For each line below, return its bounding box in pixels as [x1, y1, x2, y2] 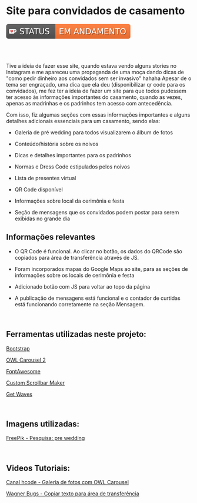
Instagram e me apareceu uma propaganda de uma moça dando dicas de [6, 68, 184, 75]
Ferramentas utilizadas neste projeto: [6, 329, 147, 339]
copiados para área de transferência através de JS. [14, 254, 139, 261]
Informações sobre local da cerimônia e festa [14, 197, 125, 204]
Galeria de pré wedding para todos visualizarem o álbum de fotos [14, 128, 173, 136]
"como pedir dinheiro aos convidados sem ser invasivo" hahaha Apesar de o [6, 75, 192, 82]
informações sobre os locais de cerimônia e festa [14, 272, 135, 279]
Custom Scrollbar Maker [6, 379, 65, 386]
